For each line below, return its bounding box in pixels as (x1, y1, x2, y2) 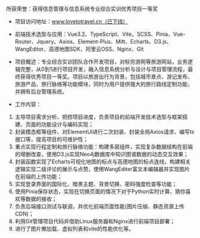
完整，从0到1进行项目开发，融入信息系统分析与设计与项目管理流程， (20, 66, 188, 73)
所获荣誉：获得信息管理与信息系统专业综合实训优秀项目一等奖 (6, 5, 158, 12)
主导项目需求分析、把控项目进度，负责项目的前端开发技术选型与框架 (14, 113, 183, 120)
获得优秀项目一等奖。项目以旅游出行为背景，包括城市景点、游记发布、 (20, 73, 193, 80)
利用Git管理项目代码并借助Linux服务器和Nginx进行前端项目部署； (14, 218, 176, 225)
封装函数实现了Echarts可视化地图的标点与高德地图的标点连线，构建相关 (14, 158, 191, 165)
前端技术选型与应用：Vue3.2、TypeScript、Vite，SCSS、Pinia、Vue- (14, 30, 186, 38)
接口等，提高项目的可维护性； (14, 136, 88, 143)
